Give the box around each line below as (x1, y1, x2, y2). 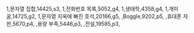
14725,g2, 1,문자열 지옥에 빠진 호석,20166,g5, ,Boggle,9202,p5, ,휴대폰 (11, 13, 182, 20)
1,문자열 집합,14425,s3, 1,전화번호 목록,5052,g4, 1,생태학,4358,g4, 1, (6, 5, 169, 12)
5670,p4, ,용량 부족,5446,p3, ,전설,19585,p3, (12, 20, 120, 27)
